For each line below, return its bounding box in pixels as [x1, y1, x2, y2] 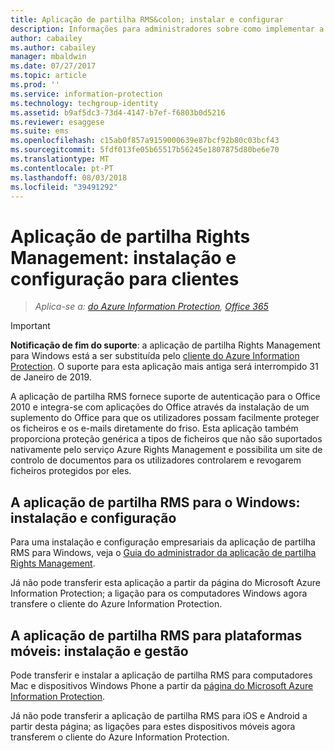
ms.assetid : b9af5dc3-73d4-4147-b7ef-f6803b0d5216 [10, 107, 226, 118]
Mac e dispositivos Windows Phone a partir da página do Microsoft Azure [10, 679, 314, 691]
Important [10, 320, 51, 332]
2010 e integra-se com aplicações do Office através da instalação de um [10, 401, 310, 413]
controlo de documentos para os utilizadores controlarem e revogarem [10, 454, 302, 466]
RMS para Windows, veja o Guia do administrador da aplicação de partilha [10, 547, 317, 559]
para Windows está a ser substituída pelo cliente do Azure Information [10, 350, 300, 362]
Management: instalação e [10, 246, 237, 269]
